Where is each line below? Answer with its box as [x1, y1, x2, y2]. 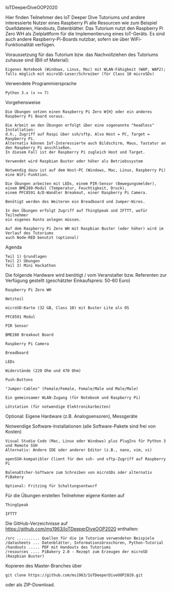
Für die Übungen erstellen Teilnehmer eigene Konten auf [5, 492, 124, 499]
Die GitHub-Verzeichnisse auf [5, 521, 68, 526]
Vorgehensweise [5, 100, 41, 105]
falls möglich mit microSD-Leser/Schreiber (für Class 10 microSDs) [5, 71, 155, 77]
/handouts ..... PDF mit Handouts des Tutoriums [5, 545, 111, 550]
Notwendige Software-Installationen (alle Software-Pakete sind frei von [5, 423, 156, 429]
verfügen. [35, 42, 56, 48]
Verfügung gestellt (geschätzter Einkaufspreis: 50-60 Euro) [5, 277, 131, 283]
